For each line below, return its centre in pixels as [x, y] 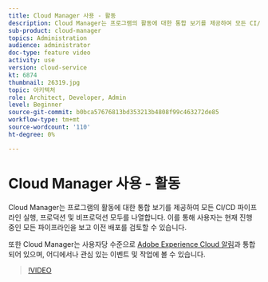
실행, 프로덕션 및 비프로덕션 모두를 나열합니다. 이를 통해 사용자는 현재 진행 [138, 217]
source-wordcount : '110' [49, 127]
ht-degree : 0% [32, 134]
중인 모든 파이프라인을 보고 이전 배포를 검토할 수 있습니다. [98, 227]
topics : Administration [48, 38]
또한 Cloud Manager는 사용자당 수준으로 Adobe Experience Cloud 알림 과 [124, 244]
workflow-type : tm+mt [44, 120]
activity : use [32, 61]
